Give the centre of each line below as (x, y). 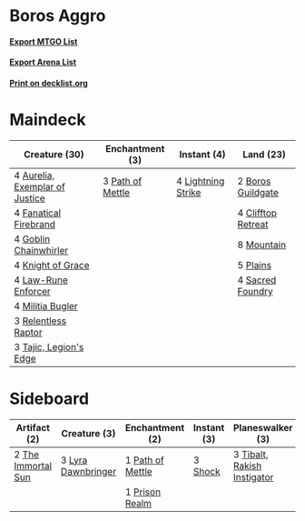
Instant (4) (202, 154)
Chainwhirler (41, 250)
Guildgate (258, 192)
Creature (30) (54, 154)
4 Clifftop (257, 213)
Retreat (253, 224)
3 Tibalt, (251, 454)
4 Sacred (257, 280)
